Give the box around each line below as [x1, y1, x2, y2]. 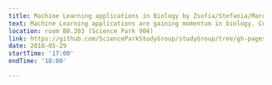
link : [8, 34, 27, 43]
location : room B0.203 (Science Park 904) [8, 27, 154, 35]
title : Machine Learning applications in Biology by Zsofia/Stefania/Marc [8, 11, 266, 20]
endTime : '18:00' [8, 57, 67, 66]
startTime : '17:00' [8, 49, 74, 57]
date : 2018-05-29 [8, 42, 67, 50]
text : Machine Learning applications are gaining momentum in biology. [8, 19, 255, 28]
